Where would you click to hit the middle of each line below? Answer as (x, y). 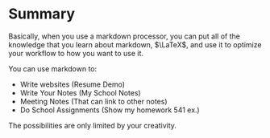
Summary (42, 14)
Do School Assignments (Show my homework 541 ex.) (110, 110)
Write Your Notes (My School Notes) (80, 92)
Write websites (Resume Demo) (73, 84)
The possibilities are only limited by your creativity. (93, 125)
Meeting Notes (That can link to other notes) (93, 101)
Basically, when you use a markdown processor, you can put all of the (124, 36)
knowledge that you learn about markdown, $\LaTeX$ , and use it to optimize (135, 44)
